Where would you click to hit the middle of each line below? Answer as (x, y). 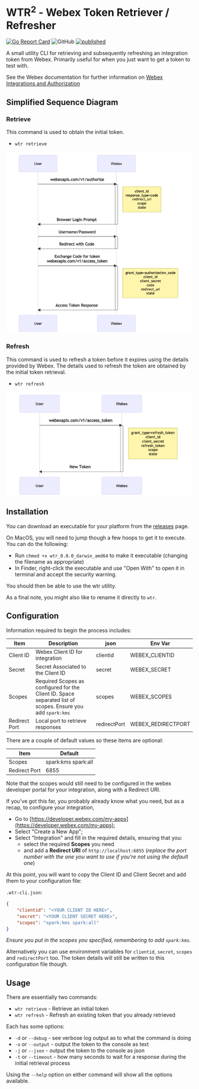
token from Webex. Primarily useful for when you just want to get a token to (98, 59)
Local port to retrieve (61, 721)
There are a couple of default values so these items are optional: (85, 740)
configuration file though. (37, 965)
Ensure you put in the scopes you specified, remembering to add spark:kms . (99, 940)
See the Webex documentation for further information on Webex (84, 77)
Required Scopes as (60, 681)
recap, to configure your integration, (50, 807)
